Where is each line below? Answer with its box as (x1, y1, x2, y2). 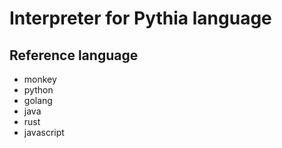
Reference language (9, 47, 139, 64)
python (23, 84, 54, 96)
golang (23, 95, 53, 106)
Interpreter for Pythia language (9, 7, 272, 30)
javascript (23, 127, 65, 138)
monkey (23, 73, 57, 85)
